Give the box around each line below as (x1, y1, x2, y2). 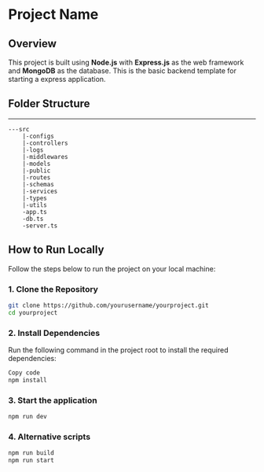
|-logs (22, 146, 44, 154)
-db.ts (22, 215, 44, 223)
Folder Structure (8, 97, 90, 111)
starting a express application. (8, 75, 106, 83)
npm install (8, 376, 47, 384)
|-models (22, 160, 51, 168)
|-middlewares (22, 153, 68, 160)
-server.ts (22, 222, 58, 230)
